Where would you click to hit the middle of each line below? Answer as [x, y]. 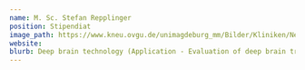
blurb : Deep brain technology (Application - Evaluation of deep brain [148, 52]
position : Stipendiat [50, 26]
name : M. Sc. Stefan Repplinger [70, 18]
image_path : [32, 35]
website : [26, 43]
